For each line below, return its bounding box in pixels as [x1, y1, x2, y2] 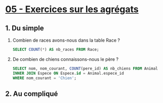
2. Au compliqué [5, 89, 58, 98]
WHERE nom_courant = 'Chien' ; [12, 75, 77, 81]
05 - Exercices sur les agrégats [5, 4, 139, 15]
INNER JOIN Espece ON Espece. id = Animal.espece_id [12, 71, 124, 76]
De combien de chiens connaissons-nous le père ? [12, 56, 119, 62]
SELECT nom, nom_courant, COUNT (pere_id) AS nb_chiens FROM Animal [12, 66, 158, 71]
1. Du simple [5, 24, 44, 32]
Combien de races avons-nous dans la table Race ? [12, 37, 120, 43]
